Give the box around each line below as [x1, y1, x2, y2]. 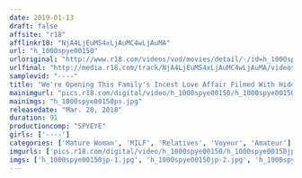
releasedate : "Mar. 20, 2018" [9, 105, 123, 114]
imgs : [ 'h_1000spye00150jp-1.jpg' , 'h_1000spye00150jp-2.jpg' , [9, 155, 252, 165]
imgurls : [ [9, 147, 50, 156]
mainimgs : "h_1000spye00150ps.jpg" [9, 96, 143, 106]
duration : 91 [9, 113, 58, 122]
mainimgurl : [9, 88, 54, 97]
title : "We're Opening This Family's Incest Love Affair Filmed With [9, 80, 276, 89]
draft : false [9, 22, 58, 31]
